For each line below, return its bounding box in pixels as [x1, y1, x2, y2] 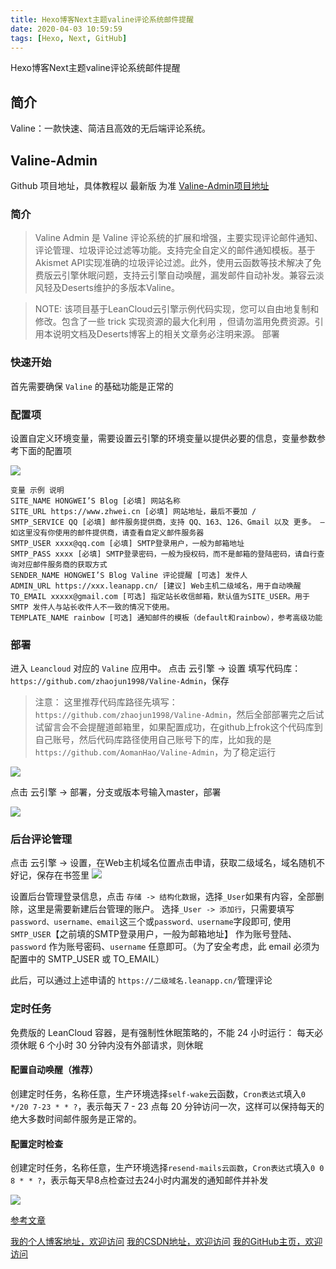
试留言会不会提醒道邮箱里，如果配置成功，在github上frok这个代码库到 [34, 721, 323, 733]
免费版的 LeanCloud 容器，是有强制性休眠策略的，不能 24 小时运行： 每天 [10, 1026, 315, 1038]
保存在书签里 [36, 869, 90, 881]
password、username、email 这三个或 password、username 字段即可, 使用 [10, 916, 292, 928]
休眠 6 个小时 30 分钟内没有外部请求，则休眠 [18, 1039, 203, 1051]
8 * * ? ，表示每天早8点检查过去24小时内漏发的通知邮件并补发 [10, 1174, 269, 1186]
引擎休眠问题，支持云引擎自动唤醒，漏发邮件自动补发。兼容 [61, 269, 307, 281]
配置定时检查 [10, 1137, 63, 1150]
